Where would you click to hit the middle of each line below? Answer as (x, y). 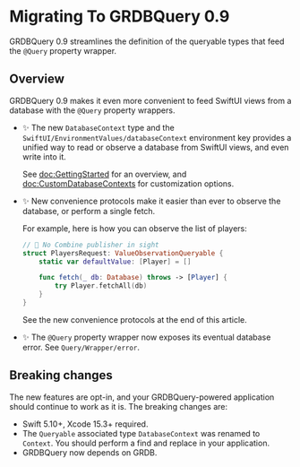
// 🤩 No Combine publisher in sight (90, 245)
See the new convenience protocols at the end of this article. (135, 319)
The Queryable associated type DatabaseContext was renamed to (141, 433)
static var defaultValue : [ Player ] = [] (115, 262)
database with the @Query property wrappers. (92, 110)
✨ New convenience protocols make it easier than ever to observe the (151, 201)
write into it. (44, 156)
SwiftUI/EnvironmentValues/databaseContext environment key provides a (157, 137)
